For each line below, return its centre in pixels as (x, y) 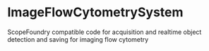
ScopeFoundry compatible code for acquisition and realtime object (104, 32)
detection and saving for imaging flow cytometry (78, 39)
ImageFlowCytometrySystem (95, 12)
